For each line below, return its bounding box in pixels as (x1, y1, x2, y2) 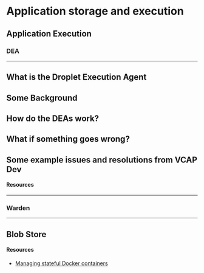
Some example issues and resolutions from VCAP (6, 154, 197, 165)
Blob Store (6, 229, 47, 240)
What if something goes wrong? (6, 134, 131, 144)
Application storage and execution (6, 4, 184, 18)
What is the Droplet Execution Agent (6, 72, 147, 83)
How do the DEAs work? (6, 114, 99, 124)
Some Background (6, 92, 78, 103)
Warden (6, 204, 30, 212)
